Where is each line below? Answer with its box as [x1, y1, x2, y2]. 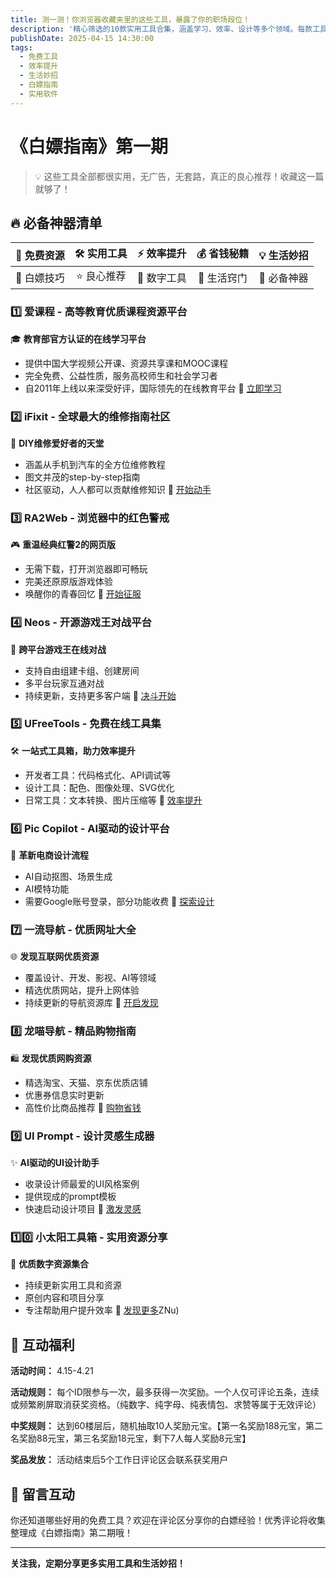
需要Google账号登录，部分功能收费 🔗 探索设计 [24, 896, 215, 908]
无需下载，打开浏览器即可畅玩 [24, 563, 148, 575]
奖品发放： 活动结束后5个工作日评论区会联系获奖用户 [10, 1454, 229, 1466]
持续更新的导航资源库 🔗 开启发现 [24, 997, 159, 1009]
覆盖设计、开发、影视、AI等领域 [24, 972, 157, 984]
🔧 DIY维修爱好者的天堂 [10, 437, 105, 449]
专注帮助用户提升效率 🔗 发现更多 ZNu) [24, 1304, 180, 1316]
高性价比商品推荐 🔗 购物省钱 [24, 1101, 142, 1113]
